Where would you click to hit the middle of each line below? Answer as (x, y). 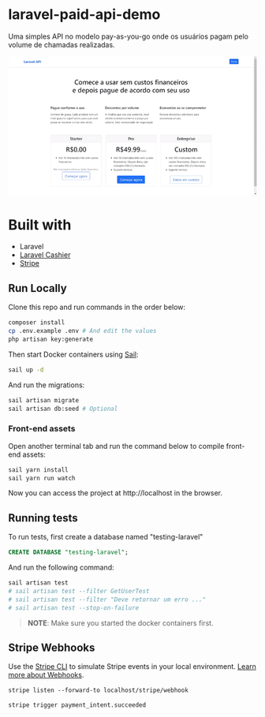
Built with (40, 224)
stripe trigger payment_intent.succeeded (77, 705)
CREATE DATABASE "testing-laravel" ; (68, 553)
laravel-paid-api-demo (84, 15)
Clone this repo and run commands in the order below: (97, 307)
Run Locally (37, 288)
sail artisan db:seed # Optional (63, 409)
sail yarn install (38, 470)
